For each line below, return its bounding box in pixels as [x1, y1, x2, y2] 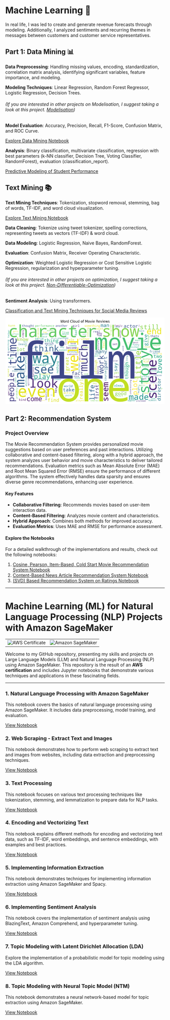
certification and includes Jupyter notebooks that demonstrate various [5, 667, 154, 673]
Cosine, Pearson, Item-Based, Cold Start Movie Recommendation [12, 562, 149, 568]
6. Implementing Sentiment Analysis [5, 904, 97, 911]
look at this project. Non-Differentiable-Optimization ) [5, 282, 116, 288]
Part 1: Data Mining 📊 [5, 48, 74, 56]
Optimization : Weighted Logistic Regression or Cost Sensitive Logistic [5, 259, 152, 266]
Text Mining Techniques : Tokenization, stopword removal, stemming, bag [5, 199, 159, 205]
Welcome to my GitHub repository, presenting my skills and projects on [5, 651, 153, 657]
